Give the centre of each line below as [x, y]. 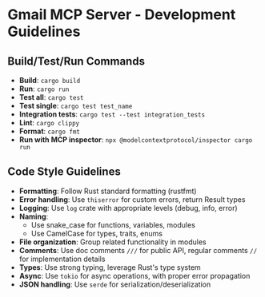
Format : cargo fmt [50, 131]
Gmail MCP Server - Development [122, 15]
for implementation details [62, 259]
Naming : [34, 216]
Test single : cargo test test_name [76, 106]
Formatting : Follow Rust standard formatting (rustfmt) [108, 191]
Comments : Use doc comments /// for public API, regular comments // [138, 250]
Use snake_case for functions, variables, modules [113, 224]
